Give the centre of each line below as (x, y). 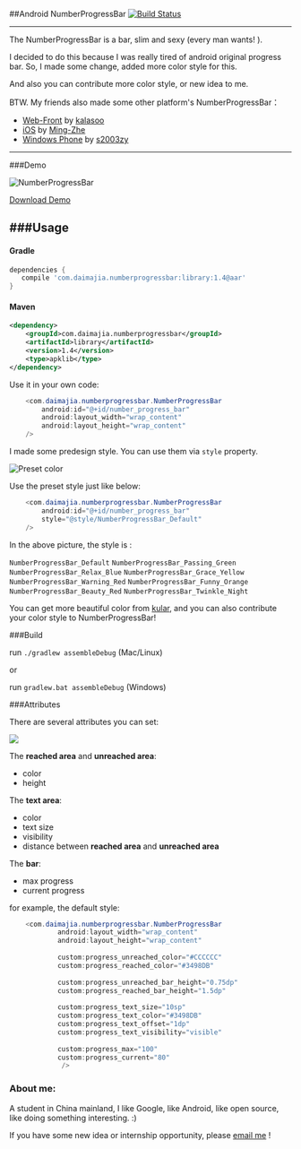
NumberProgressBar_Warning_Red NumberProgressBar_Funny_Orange (129, 582)
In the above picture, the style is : (71, 544)
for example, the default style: (64, 907)
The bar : (26, 863)
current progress (53, 890)
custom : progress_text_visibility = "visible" (139, 1032)
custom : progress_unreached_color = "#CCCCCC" (139, 958)
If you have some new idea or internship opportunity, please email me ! (140, 1135)
